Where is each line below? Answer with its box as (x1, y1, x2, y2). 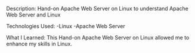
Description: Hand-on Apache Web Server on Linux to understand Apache (6, 5, 189, 12)
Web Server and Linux (6, 11, 61, 18)
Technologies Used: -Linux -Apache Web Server (6, 23, 125, 29)
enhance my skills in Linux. (6, 41, 73, 47)
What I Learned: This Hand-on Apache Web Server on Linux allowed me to (6, 34, 190, 41)
